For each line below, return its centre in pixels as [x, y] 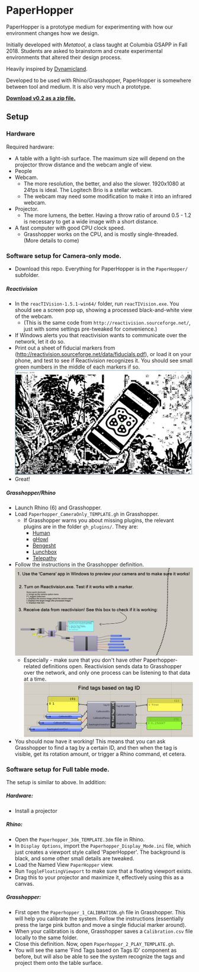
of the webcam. [34, 316]
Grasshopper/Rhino [31, 493]
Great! [23, 479]
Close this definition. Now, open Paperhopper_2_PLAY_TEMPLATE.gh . [95, 943]
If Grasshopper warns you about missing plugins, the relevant [99, 520]
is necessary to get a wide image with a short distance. [91, 221]
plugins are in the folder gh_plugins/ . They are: [81, 527]
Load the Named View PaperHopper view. [64, 864]
